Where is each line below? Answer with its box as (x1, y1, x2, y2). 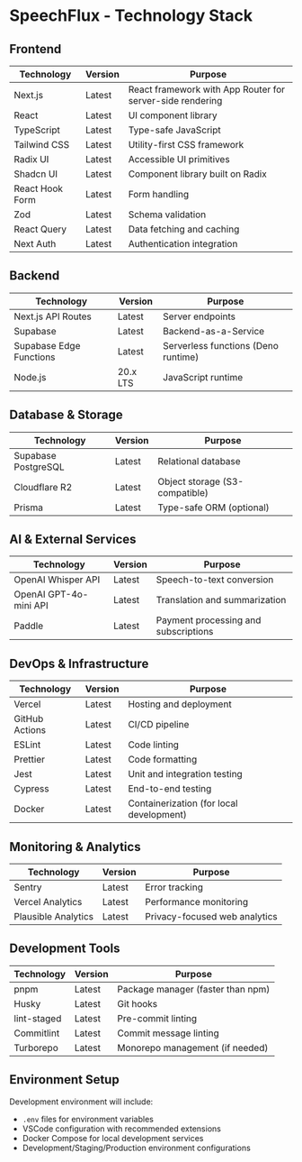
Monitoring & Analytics (9, 839, 141, 855)
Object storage (157, 475, 221, 488)
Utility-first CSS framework (128, 139, 244, 151)
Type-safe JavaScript (128, 124, 222, 136)
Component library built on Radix (128, 168, 267, 180)
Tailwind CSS (13, 139, 70, 151)
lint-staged (13, 1011, 62, 1024)
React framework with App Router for (128, 83, 286, 96)
